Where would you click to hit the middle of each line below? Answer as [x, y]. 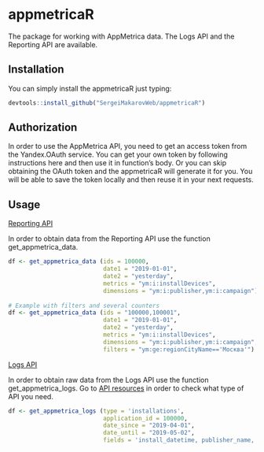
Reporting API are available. [53, 44]
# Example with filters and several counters [84, 306]
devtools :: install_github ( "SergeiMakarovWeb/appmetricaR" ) [107, 103]
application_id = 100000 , [146, 418]
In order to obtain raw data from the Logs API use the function [108, 380]
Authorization [43, 128]
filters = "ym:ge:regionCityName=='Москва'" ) [179, 349]
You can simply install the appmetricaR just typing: [90, 88]
